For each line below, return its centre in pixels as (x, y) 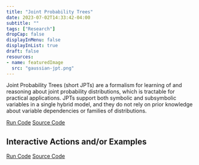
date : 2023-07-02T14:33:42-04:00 (48, 18)
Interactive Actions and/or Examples (77, 142)
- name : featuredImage (35, 62)
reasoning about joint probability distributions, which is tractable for (91, 92)
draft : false (23, 51)
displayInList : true (32, 46)
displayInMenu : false (34, 40)
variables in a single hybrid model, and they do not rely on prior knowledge (99, 105)
